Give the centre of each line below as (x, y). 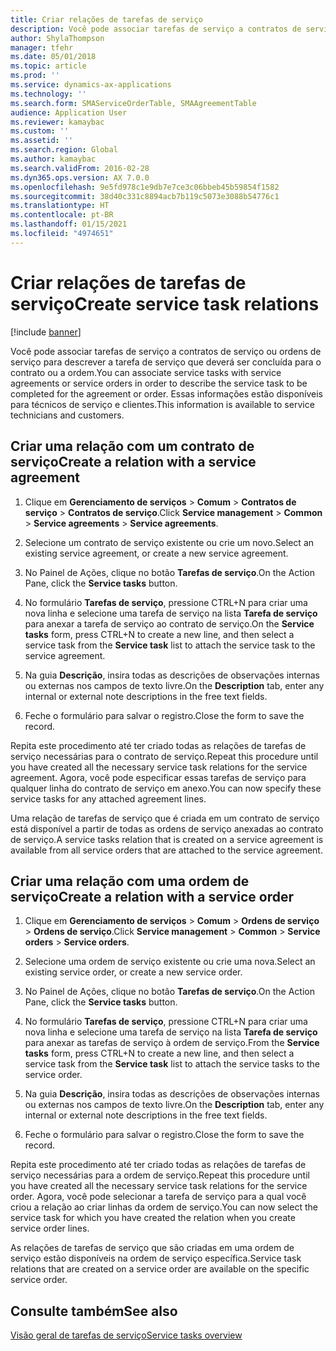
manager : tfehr (42, 47)
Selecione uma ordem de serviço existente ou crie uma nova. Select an (170, 962)
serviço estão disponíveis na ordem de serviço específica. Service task (156, 1258)
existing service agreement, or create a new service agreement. (156, 553)
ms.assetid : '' (42, 141)
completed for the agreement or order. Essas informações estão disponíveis (167, 393)
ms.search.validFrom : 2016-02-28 (80, 168)
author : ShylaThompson (57, 38)
